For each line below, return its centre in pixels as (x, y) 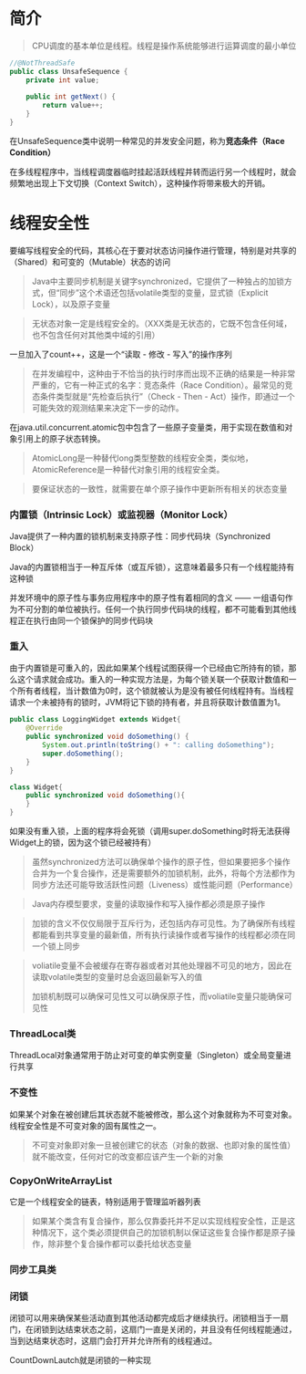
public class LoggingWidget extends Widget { (95, 720)
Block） (24, 547)
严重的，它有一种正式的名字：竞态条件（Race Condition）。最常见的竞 (162, 385)
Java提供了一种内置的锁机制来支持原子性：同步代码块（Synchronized (140, 536)
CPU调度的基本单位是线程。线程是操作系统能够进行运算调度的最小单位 (164, 46)
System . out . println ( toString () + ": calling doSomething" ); (158, 745)
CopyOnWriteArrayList (61, 1181)
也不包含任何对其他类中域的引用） (96, 335)
